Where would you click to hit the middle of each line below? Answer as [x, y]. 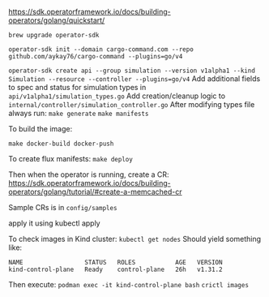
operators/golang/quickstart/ [57, 20]
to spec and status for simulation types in [77, 87]
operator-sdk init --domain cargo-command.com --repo [101, 49]
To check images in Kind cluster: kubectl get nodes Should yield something [135, 239]
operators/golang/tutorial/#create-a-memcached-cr [95, 192]
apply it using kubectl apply [54, 223]
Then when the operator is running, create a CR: [89, 174]
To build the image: [41, 129]
